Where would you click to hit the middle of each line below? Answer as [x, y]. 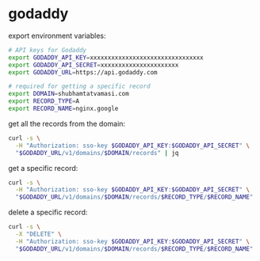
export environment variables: [57, 36]
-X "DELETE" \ [38, 234]
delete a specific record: [48, 212]
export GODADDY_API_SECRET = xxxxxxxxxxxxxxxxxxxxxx [94, 65]
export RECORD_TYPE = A [44, 101]
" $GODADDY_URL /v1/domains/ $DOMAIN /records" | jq [97, 153]
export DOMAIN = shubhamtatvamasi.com [69, 94]
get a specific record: [43, 168]
